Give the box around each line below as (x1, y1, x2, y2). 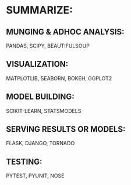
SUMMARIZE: (6, 4, 73, 17)
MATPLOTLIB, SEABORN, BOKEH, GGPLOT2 (6, 74, 112, 82)
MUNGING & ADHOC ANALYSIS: (6, 27, 125, 37)
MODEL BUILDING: (6, 92, 75, 102)
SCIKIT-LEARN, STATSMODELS (6, 107, 82, 114)
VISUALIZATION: (6, 59, 69, 69)
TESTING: (6, 156, 43, 167)
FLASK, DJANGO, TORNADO (6, 140, 75, 147)
